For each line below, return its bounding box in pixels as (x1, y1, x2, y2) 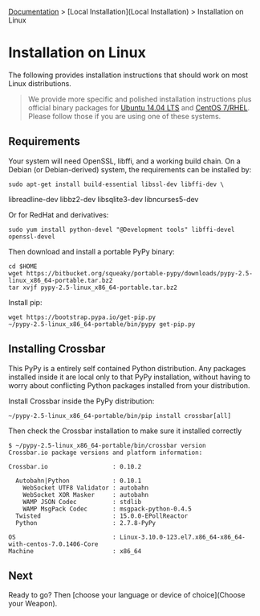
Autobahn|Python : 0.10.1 (15, 477, 142, 485)
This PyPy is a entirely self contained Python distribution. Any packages (8, 363, 246, 373)
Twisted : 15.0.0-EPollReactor (15, 511, 189, 520)
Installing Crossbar (8, 342, 106, 356)
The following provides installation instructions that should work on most (8, 70, 249, 80)
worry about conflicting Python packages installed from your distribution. (8, 380, 250, 390)
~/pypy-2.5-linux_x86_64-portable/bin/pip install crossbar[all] (8, 411, 231, 420)
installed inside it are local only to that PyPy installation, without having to (8, 372, 251, 382)
